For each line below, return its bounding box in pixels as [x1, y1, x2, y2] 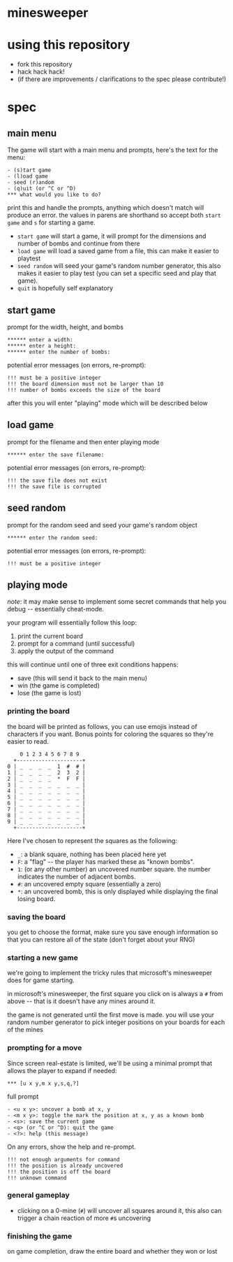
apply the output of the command [17, 647, 114, 655]
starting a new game [7, 953, 78, 963]
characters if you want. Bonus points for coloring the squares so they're [7, 730, 214, 738]
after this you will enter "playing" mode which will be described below [7, 399, 208, 407]
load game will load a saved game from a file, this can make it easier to [17, 247, 220, 255]
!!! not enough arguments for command [7, 1156, 120, 1163]
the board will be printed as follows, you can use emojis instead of [7, 722, 197, 730]
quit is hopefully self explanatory [17, 284, 114, 292]
